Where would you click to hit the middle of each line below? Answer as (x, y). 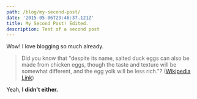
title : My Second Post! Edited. (47, 23)
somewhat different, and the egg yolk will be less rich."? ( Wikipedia (106, 71)
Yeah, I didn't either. (32, 90)
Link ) (28, 78)
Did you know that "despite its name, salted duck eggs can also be (105, 58)
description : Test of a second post (53, 29)
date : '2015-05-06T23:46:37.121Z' (50, 18)
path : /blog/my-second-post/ (43, 12)
